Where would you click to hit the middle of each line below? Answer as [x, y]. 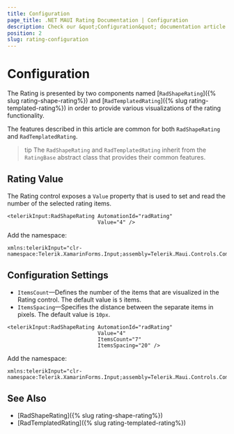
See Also [27, 399]
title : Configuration [39, 14]
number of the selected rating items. [60, 203]
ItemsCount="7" [119, 339]
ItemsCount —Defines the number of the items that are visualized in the [118, 292]
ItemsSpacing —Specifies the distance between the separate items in [115, 307]
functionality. [26, 116]
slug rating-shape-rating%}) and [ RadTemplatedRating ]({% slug [97, 101]
